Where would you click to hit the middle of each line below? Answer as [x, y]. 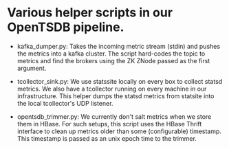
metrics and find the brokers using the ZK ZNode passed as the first [113, 60]
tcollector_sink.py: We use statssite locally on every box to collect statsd [120, 81]
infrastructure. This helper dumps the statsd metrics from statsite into [116, 96]
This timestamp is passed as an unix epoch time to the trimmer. [107, 138]
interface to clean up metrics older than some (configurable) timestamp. [119, 131]
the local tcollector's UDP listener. [65, 103]
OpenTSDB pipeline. [66, 27]
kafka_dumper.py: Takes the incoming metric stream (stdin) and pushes [119, 46]
